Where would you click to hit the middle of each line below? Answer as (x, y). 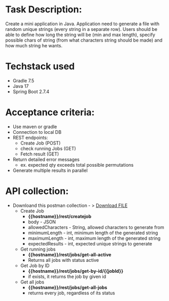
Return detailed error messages (46, 159)
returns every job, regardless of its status (71, 293)
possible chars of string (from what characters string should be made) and (84, 40)
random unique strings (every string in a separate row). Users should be (81, 29)
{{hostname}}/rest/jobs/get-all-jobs (68, 287)
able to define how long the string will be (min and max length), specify (80, 34)
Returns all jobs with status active (63, 260)
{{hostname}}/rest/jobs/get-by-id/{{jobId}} (76, 271)
